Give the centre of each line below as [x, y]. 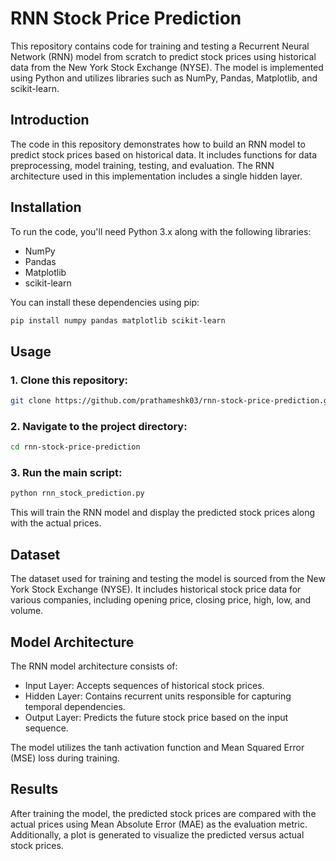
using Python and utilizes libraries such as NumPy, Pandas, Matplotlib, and [164, 78]
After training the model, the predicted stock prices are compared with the [163, 813]
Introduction [50, 120]
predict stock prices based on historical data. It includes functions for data [164, 154]
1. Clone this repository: [69, 380]
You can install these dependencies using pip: [105, 302]
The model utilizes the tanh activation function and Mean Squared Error [157, 747]
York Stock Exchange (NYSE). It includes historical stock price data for [156, 589]
